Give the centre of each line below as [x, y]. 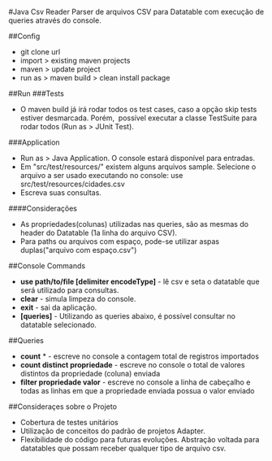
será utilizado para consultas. [69, 290]
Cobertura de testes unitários [69, 422]
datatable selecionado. [58, 325]
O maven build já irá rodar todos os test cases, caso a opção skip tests [138, 109]
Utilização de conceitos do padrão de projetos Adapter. [112, 431]
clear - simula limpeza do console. [78, 299]
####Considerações [43, 208]
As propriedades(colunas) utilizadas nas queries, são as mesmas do [134, 224]
